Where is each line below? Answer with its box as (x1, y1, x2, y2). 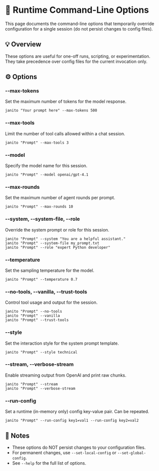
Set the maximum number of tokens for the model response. (5, 98, 127, 105)
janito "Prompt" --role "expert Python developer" (5, 245, 111, 250)
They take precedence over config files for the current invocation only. (5, 59, 148, 64)
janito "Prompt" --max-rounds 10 (5, 204, 73, 209)
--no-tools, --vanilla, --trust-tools (5, 288, 87, 295)
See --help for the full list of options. (12, 460, 87, 466)
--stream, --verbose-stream (5, 361, 74, 368)
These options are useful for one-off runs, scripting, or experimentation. (5, 53, 151, 59)
